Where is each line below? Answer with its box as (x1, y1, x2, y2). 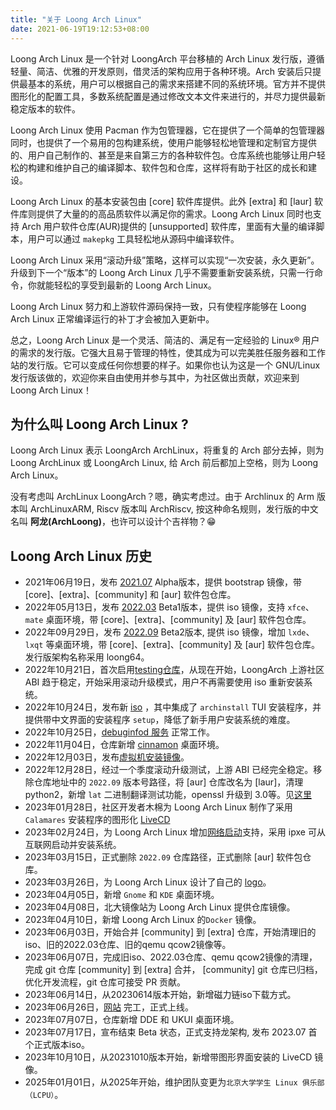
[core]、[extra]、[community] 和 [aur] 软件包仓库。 (24, 589, 237, 601)
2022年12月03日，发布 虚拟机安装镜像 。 (24, 751, 190, 763)
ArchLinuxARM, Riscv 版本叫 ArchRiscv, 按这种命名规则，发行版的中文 (29, 503, 319, 515)
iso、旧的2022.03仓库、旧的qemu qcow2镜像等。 (24, 939, 232, 951)
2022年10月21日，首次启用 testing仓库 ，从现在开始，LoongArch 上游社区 (24, 664, 325, 676)
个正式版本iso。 (24, 1039, 90, 1051)
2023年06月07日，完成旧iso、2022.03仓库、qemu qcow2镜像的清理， (24, 951, 318, 963)
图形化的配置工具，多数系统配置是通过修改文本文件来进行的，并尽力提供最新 (10, 90, 326, 102)
